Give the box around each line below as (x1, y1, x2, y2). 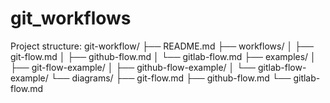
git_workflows (10, 7, 132, 30)
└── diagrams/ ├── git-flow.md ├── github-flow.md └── (50, 72, 292, 84)
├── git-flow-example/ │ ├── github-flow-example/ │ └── (10, 61, 257, 73)
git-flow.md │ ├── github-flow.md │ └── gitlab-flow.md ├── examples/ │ (10, 50, 317, 62)
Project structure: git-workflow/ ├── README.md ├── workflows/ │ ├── (10, 40, 314, 52)
